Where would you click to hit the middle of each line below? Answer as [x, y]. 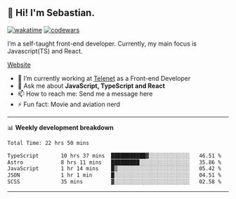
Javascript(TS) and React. [45, 51]
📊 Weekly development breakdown [60, 127]
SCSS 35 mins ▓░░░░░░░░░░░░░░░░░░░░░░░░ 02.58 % [114, 182]
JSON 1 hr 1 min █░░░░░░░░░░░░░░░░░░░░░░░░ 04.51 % [114, 175]
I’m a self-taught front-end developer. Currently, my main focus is [102, 44]
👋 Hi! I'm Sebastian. [51, 13]
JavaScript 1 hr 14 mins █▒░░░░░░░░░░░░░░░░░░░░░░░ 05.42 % [114, 169]
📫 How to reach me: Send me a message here [85, 94]
